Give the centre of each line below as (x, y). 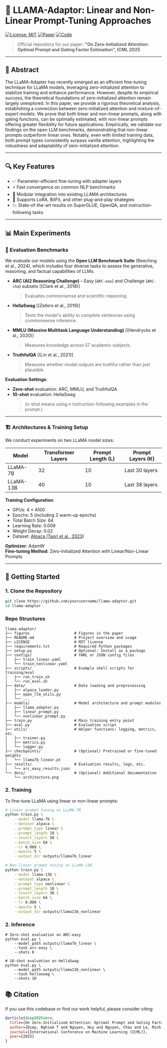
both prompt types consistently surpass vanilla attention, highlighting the (80, 140)
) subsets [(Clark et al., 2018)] (50, 286)
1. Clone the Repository (34, 591)
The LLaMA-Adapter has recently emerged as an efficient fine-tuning (76, 82)
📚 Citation (22, 994)
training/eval (20, 673)
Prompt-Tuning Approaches (93, 21)
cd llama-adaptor (23, 606)
